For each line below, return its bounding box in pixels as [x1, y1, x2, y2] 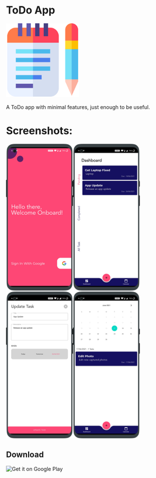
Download [6, 450, 44, 460]
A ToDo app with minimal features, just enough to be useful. [6, 103, 150, 110]
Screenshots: [6, 124, 73, 138]
